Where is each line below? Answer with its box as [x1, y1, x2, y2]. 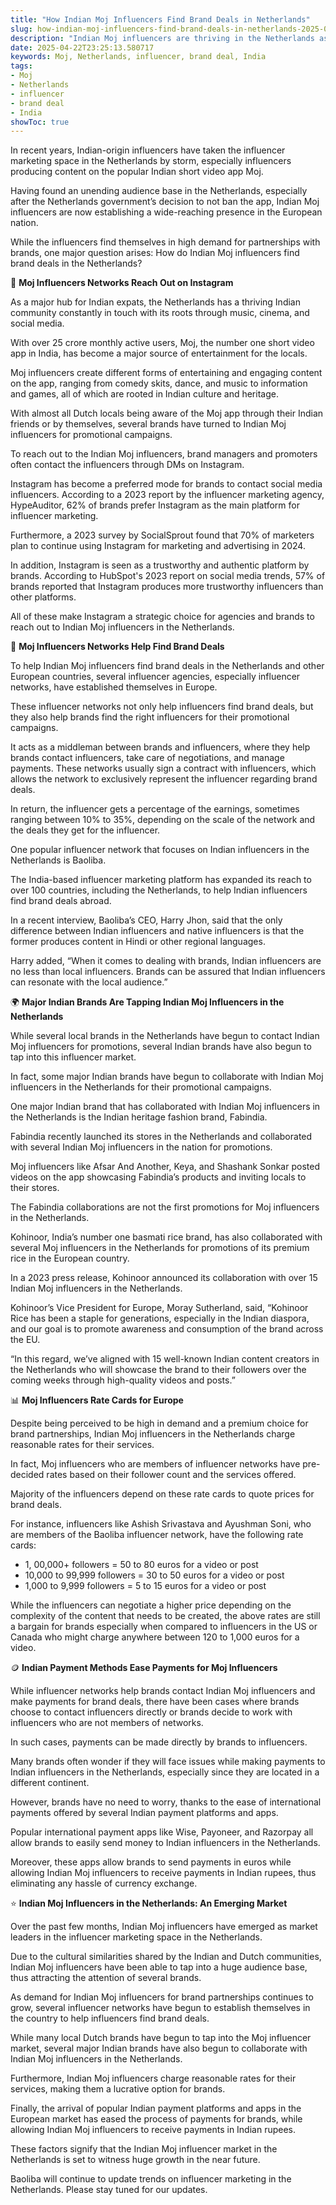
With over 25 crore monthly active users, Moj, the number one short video [10, 337, 315, 349]
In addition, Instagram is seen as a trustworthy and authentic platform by [10, 559, 310, 571]
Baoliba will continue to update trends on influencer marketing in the [10, 2173, 292, 2185]
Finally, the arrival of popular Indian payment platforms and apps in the [10, 2102, 302, 2115]
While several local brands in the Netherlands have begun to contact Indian [10, 1030, 320, 1042]
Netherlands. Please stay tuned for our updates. [10, 2184, 208, 2196]
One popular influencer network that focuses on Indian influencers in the [10, 844, 310, 856]
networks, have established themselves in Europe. [10, 681, 218, 693]
